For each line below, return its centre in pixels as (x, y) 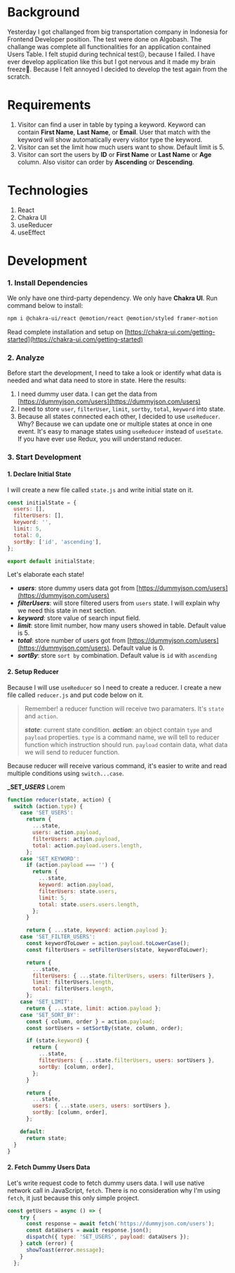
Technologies (48, 190)
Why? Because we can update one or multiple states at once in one (115, 424)
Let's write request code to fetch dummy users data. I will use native (106, 1183)
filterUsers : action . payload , (76, 839)
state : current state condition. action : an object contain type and (118, 729)
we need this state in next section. (67, 610)
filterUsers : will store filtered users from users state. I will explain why (119, 603)
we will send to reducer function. (72, 752)
